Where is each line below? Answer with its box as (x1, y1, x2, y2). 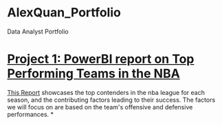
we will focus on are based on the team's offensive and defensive (7, 102, 193, 111)
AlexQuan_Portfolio (7, 5, 122, 20)
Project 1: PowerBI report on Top (7, 51, 195, 67)
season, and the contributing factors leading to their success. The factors (7, 96, 216, 104)
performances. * (7, 110, 54, 118)
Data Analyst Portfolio (7, 27, 69, 36)
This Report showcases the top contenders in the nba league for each (7, 88, 205, 96)
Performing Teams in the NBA (7, 66, 180, 81)
